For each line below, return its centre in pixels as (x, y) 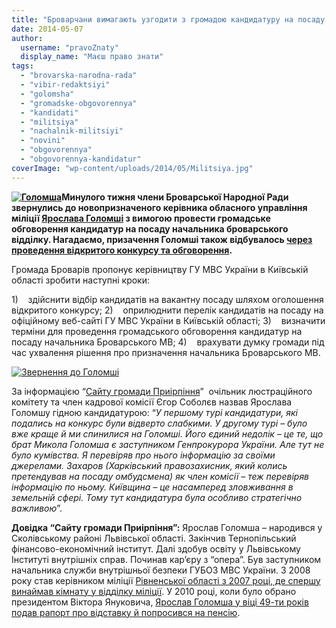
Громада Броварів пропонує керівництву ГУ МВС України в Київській (160, 269)
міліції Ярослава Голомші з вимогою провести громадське (141, 218)
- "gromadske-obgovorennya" (79, 103)
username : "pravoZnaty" (69, 47)
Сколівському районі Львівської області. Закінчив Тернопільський (154, 538)
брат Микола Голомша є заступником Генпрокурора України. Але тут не (168, 444)
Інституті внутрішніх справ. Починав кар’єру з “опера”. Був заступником (166, 559)
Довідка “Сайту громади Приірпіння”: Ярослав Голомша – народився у (167, 527)
